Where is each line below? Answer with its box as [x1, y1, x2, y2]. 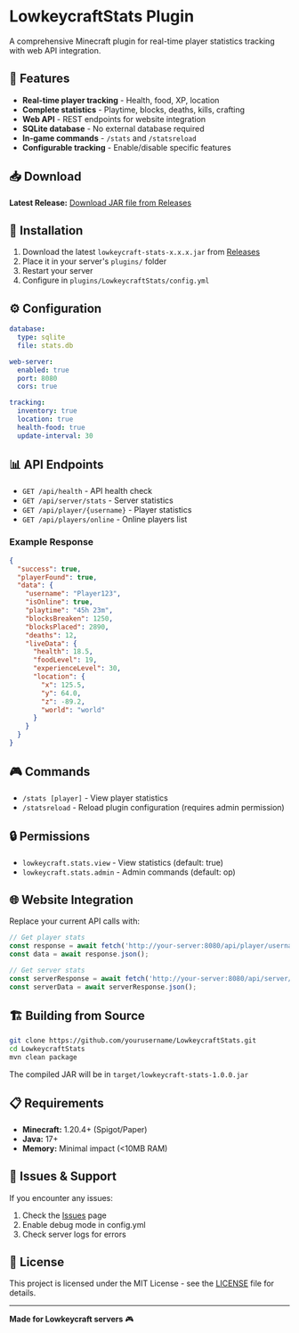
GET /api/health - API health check [21, 485, 153, 496]
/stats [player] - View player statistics [21, 792, 169, 803]
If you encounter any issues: [9, 1192, 114, 1203]
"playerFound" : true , [17, 572, 98, 581]
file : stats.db [17, 341, 74, 350]
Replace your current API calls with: [9, 916, 141, 926]
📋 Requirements [9, 1096, 104, 1111]
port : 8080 [17, 374, 58, 383]
